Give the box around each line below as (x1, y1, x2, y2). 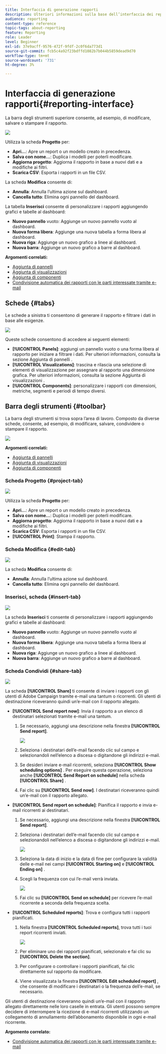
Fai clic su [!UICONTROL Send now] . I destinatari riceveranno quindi (19, 787, 160, 793)
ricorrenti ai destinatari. (22, 807, 70, 813)
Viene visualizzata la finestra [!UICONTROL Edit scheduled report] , (19, 978, 159, 984)
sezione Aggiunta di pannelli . (12, 356, 73, 362)
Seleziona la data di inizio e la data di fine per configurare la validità (19, 856, 157, 862)
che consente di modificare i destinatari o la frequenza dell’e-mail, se (19, 983, 161, 989)
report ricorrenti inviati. (19, 929, 67, 935)
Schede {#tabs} (5, 299, 55, 307)
